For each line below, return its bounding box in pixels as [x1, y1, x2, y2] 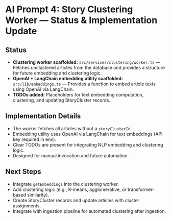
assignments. [12, 203, 41, 209]
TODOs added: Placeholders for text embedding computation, [12, 92, 144, 98]
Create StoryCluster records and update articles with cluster [12, 197, 139, 203]
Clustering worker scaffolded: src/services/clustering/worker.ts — [12, 59, 161, 65]
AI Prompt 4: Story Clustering [5, 4, 133, 15]
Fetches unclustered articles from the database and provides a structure [12, 65, 165, 70]
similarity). [27, 191, 50, 198]
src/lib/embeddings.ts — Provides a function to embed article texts [12, 81, 156, 87]
